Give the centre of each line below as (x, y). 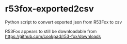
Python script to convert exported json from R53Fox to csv (63, 22)
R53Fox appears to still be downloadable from (51, 31)
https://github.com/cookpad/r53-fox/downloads (53, 36)
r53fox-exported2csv (49, 9)
